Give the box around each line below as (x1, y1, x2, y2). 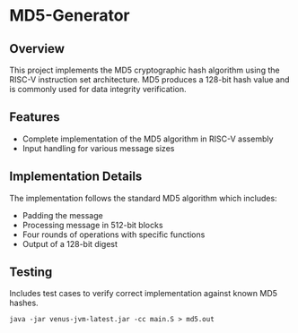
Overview (9, 41, 66, 56)
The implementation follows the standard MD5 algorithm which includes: (9, 192, 277, 203)
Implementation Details (9, 169, 143, 184)
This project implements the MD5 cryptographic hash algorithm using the (9, 64, 280, 75)
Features (9, 109, 60, 125)
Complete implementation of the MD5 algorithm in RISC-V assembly (22, 133, 274, 144)
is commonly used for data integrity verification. (9, 84, 187, 94)
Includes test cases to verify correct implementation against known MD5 (9, 288, 278, 299)
